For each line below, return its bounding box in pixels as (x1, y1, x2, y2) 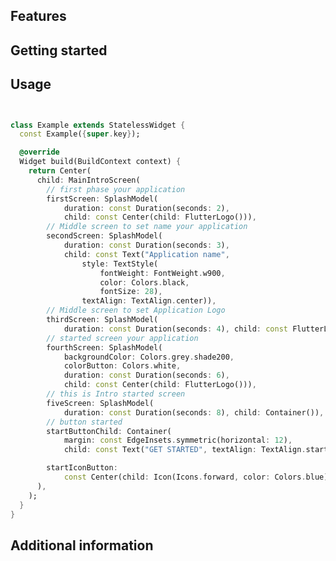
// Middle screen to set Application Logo (46, 305, 226, 316)
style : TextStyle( (81, 259, 159, 269)
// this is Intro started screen (46, 389, 186, 399)
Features (10, 8, 67, 25)
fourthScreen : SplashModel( (46, 342, 163, 353)
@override (19, 147, 60, 158)
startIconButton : (46, 463, 118, 473)
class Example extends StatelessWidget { (10, 120, 186, 130)
